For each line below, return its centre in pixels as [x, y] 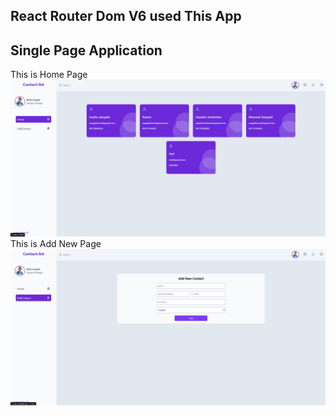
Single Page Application [86, 50]
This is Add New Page [56, 244]
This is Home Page [49, 75]
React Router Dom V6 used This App [126, 16]
